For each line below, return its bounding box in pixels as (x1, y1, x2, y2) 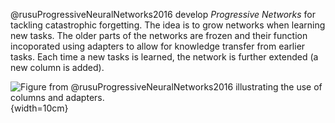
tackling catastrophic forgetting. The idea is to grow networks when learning (10, 19, 326, 31)
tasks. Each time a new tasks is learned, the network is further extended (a (10, 51, 319, 63)
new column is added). (10, 62, 105, 73)
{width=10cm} (10, 102, 69, 114)
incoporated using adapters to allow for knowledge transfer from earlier (10, 40, 306, 52)
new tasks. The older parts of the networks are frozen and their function (10, 30, 308, 41)
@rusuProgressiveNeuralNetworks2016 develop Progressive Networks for (10, 9, 316, 20)
